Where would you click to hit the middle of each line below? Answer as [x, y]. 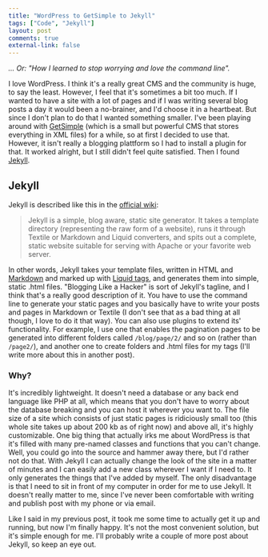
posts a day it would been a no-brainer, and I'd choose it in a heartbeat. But [133, 110]
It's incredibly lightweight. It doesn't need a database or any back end [123, 393]
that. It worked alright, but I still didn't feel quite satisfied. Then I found [124, 152]
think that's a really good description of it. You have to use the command [128, 295]
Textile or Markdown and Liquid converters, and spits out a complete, [142, 237]
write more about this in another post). [72, 355]
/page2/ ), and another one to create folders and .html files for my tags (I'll [129, 346]
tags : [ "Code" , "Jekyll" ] [51, 23]
